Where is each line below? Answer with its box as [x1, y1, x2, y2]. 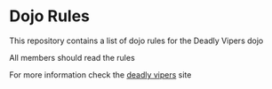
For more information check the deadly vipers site [9, 69, 192, 80]
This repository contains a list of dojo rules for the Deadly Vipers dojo [9, 35, 264, 46]
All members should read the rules [9, 52, 135, 63]
